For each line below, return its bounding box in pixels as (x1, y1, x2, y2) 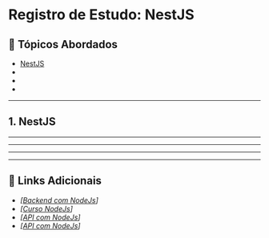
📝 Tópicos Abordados (8, 38, 118, 51)
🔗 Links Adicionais (8, 174, 102, 188)
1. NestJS (8, 115, 56, 129)
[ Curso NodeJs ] (19, 204, 74, 213)
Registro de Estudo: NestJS (8, 6, 195, 24)
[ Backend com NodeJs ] (19, 195, 98, 205)
